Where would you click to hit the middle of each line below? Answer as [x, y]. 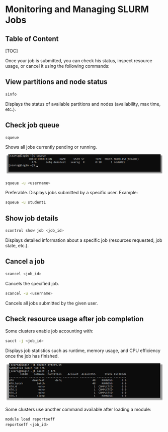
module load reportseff [30, 419]
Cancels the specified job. [32, 283]
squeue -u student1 [26, 203]
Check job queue [32, 125]
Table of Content [32, 39]
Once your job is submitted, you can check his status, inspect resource [79, 61]
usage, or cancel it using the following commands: [57, 66]
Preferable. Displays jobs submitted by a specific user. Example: [72, 193]
